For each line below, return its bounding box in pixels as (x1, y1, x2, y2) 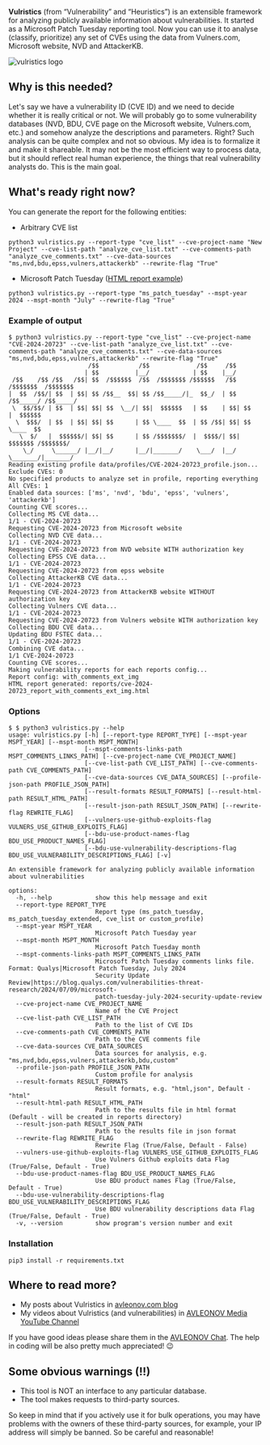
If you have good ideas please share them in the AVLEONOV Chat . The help (8, 1333, 260, 1342)
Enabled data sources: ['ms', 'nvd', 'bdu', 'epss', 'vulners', (8, 488, 230, 496)
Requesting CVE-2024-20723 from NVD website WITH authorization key (8, 545, 244, 553)
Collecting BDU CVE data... (8, 623, 103, 632)
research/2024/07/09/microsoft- (8, 986, 117, 994)
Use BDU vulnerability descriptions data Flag (95, 1205, 255, 1214)
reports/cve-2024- (91, 679, 154, 688)
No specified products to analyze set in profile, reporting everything (8, 475, 259, 483)
